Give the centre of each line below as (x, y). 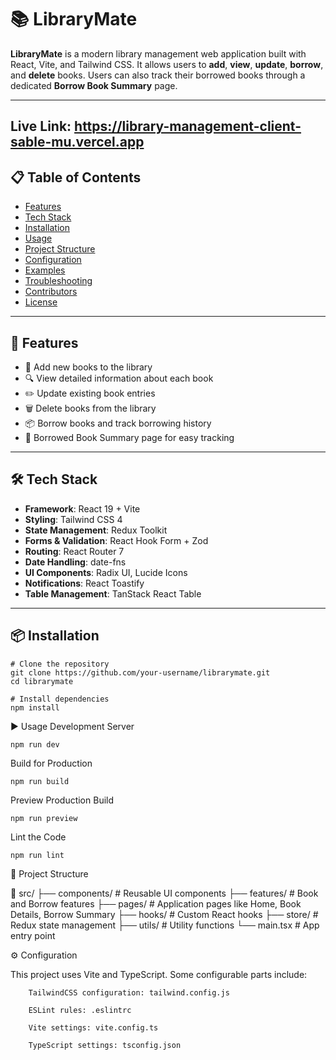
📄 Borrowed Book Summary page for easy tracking (129, 437)
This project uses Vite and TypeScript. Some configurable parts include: (159, 974)
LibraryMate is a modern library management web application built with (158, 53)
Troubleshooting (58, 281)
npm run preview (44, 818)
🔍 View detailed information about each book (119, 378)
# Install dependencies (60, 699)
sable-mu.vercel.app (77, 142)
